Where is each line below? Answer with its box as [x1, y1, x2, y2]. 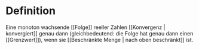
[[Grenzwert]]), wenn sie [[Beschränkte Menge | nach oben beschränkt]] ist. [5, 36, 194, 43]
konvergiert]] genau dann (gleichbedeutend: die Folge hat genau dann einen [5, 30, 194, 37]
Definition [5, 4, 56, 18]
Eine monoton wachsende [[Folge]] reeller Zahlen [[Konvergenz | [5, 24, 166, 31]
